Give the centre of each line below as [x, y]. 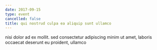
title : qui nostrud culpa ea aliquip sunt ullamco [58, 23]
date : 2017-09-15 [23, 10]
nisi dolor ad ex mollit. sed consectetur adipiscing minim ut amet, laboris [78, 37]
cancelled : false [23, 19]
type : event [17, 14]
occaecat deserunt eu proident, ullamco [46, 43]
